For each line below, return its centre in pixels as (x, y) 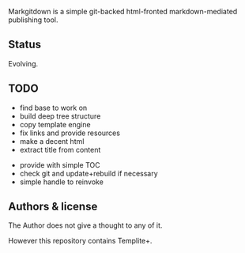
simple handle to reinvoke (62, 182)
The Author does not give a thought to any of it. (85, 225)
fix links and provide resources (70, 133)
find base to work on (53, 108)
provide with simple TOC (60, 164)
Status (25, 45)
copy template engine (55, 124)
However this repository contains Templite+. (80, 241)
